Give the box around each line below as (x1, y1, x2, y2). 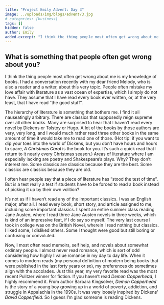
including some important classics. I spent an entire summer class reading (5, 206, 155, 212)
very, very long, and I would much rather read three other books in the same (5, 130, 159, 136)
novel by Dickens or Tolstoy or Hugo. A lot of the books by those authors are (5, 125, 160, 131)
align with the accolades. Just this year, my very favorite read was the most (5, 268, 158, 274)
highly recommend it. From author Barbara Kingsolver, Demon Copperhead (5, 278, 157, 284)
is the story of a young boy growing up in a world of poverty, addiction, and (5, 283, 157, 290)
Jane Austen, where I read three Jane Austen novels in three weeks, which (5, 212, 156, 218)
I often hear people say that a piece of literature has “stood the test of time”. (5, 176, 158, 182)
